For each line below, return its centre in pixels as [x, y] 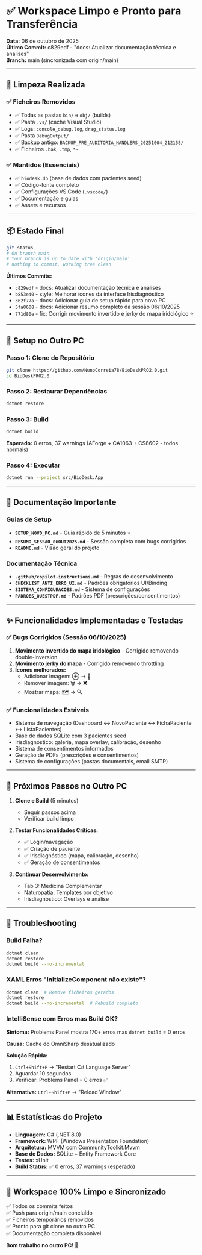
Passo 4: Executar [33, 465]
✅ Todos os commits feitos [40, 1206]
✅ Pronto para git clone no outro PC [50, 1227]
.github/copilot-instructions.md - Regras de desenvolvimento [94, 577]
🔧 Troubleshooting [41, 923]
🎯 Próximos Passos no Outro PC [67, 786]
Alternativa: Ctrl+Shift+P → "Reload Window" [64, 1092]
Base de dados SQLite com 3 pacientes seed [71, 736]
